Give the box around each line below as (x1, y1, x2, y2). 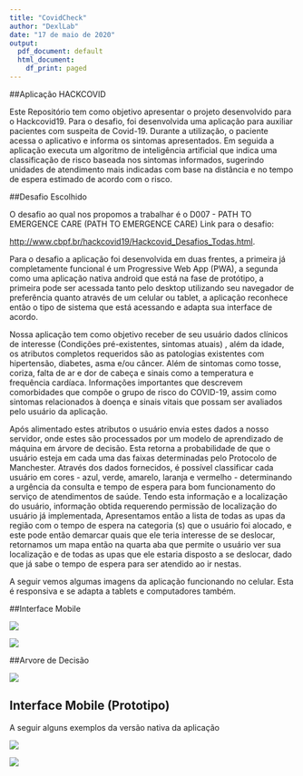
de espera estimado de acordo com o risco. (9, 173, 172, 184)
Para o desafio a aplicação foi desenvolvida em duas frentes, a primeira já (9, 253, 286, 264)
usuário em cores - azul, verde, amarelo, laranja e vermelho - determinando (9, 471, 293, 482)
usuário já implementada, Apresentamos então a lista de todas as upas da (9, 509, 286, 521)
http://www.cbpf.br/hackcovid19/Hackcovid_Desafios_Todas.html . (9, 236, 256, 247)
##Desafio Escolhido (9, 191, 88, 202)
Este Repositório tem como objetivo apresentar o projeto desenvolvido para (9, 106, 292, 117)
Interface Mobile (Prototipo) (9, 698, 171, 713)
